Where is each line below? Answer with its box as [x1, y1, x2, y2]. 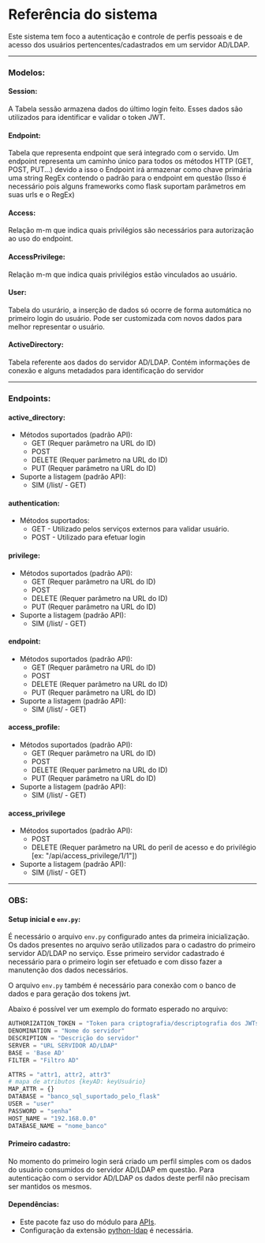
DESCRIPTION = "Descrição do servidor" [8, 1035, 140, 1043]
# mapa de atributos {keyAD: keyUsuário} [8, 1078, 147, 1086]
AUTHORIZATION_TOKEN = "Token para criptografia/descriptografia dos [8, 1020, 242, 1028]
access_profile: [8, 722, 61, 732]
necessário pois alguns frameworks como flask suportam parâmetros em [8, 181, 246, 191]
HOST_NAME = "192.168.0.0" [8, 1114, 97, 1122]
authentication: [8, 498, 61, 508]
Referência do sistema [8, 6, 158, 24]
